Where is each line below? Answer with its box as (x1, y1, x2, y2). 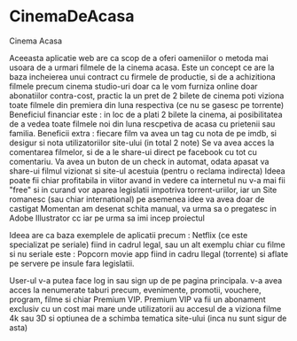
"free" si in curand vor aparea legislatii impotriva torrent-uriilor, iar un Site (9, 184, 277, 195)
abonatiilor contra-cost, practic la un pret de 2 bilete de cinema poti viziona (9, 90, 285, 101)
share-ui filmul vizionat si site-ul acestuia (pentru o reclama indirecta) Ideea (9, 166, 285, 176)
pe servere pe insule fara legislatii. (9, 258, 135, 268)
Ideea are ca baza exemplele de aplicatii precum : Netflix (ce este (9, 229, 248, 240)
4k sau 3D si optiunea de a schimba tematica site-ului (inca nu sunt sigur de (9, 313, 287, 323)
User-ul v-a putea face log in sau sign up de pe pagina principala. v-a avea (9, 275, 283, 285)
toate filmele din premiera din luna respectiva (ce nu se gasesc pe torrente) (9, 99, 285, 110)
